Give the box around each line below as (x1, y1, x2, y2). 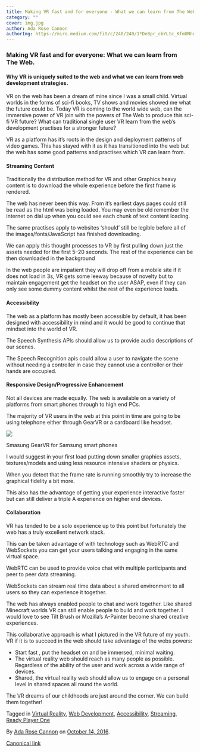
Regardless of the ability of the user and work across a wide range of (14, 662, 185, 669)
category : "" (6, 14, 39, 20)
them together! (6, 699, 43, 706)
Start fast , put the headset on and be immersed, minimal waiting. (14, 649, 176, 656)
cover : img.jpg (6, 20, 44, 26)
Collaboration (6, 509, 40, 516)
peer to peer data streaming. (6, 571, 76, 578)
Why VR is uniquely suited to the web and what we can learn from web (6, 73, 184, 80)
